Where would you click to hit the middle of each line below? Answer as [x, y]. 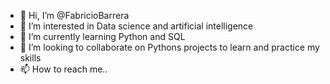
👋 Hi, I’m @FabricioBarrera [74, 15]
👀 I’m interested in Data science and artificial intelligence [136, 26]
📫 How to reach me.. [63, 69]
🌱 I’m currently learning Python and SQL [102, 36]
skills [30, 58]
